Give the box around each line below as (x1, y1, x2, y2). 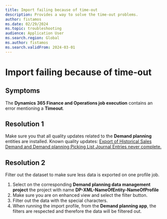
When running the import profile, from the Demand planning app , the (12, 203, 156, 209)
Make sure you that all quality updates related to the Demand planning (5, 133, 152, 139)
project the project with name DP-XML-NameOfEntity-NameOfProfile (12, 187, 159, 193)
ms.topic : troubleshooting (5, 26, 62, 31)
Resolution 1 (5, 120, 44, 128)
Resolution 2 (5, 158, 45, 167)
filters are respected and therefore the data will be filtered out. (12, 208, 142, 214)
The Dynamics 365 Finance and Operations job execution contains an (5, 100, 153, 106)
